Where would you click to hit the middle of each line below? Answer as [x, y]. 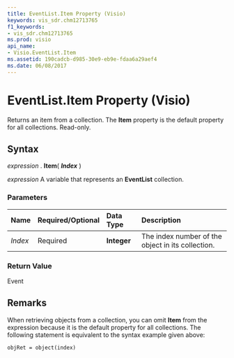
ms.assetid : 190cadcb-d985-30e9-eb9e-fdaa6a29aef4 [82, 59]
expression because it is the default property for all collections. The [104, 327]
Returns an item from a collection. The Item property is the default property [116, 120]
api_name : [22, 46]
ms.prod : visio [29, 40]
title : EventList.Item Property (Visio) [67, 14]
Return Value [30, 266]
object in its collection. [178, 245]
